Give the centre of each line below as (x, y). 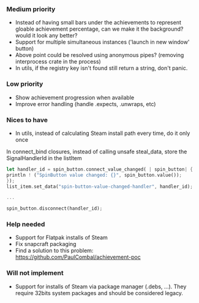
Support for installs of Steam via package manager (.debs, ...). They (101, 286)
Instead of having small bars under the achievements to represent (98, 23)
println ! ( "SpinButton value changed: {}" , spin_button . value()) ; (94, 175)
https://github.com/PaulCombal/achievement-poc (78, 257)
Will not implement (35, 273)
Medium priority (31, 9)
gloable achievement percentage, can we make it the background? (99, 29)
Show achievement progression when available (75, 98)
